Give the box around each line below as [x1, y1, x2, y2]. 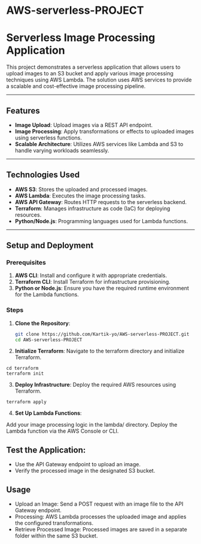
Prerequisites [6, 259, 46, 267]
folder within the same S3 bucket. [14, 532, 98, 539]
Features [6, 105, 40, 116]
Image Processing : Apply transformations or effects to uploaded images [14, 127, 194, 135]
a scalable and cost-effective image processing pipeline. [6, 83, 146, 90]
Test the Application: [6, 445, 86, 455]
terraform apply [6, 399, 47, 405]
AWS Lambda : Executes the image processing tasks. [14, 192, 146, 199]
